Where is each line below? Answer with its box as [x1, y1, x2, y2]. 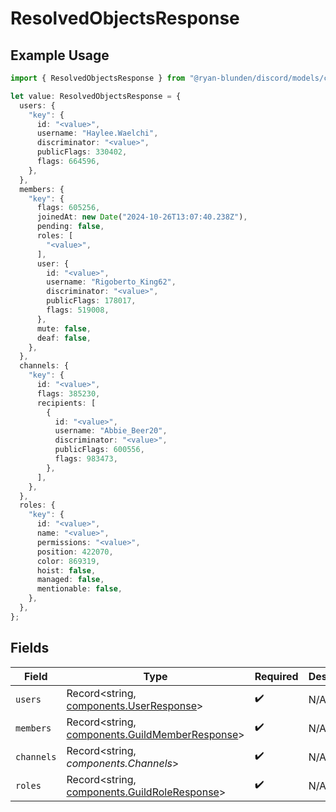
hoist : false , [36, 565, 97, 576]
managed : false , [36, 575, 105, 585]
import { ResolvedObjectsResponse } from [10, 73, 186, 83]
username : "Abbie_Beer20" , [54, 426, 168, 436]
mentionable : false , [36, 584, 123, 594]
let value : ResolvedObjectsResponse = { [10, 91, 182, 101]
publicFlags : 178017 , [46, 296, 137, 306]
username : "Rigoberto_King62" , [46, 277, 177, 287]
